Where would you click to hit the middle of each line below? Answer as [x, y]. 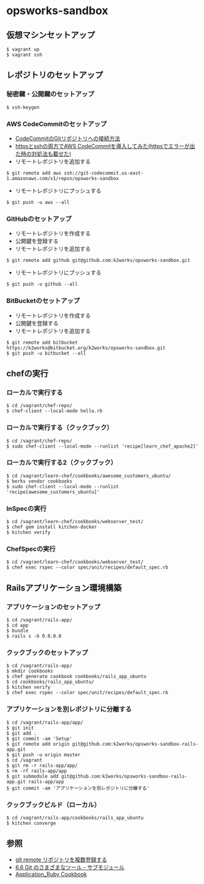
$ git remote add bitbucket [42, 342]
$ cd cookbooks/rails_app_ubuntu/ [51, 682]
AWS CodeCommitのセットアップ [57, 124]
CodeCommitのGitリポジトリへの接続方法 [68, 138]
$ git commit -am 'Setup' [39, 738]
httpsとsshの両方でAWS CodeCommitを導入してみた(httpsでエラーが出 [105, 146]
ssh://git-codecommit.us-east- [104, 173]
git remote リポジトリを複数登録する [61, 859]
